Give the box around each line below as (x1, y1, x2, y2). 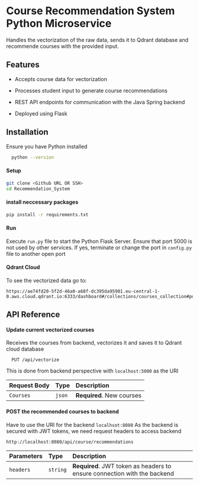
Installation (6, 127, 49, 137)
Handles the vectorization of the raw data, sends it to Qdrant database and (6, 36, 188, 43)
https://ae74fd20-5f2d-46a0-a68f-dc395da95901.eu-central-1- (6, 288, 161, 294)
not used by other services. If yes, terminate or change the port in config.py (6, 244, 192, 251)
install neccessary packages (6, 198, 79, 205)
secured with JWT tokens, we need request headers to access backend (6, 428, 182, 435)
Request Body (9, 381, 50, 390)
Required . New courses (75, 391, 142, 400)
